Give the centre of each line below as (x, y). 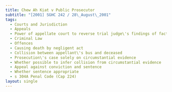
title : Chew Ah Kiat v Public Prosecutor (50, 10)
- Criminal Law (26, 39)
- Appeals (20, 29)
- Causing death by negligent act (47, 48)
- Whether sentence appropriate (45, 72)
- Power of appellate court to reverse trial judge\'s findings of (83, 34)
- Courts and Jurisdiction (39, 24)
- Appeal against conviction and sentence (56, 67)
